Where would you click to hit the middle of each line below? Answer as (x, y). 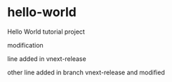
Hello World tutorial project (46, 32)
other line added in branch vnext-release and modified (86, 72)
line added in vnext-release (47, 59)
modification (25, 45)
